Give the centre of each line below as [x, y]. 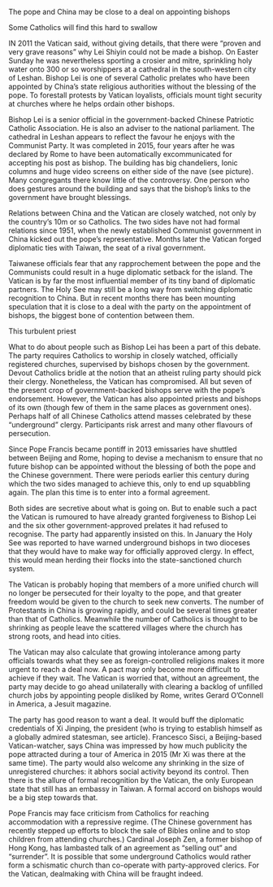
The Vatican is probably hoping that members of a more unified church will [133, 584]
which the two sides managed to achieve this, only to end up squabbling [129, 484]
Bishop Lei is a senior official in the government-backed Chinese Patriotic [131, 120]
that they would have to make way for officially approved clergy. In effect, [131, 551]
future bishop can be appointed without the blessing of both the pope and [132, 466]
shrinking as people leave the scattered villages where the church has [126, 627]
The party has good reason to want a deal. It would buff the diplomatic [126, 720]
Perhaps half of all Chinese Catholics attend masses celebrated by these [130, 416]
